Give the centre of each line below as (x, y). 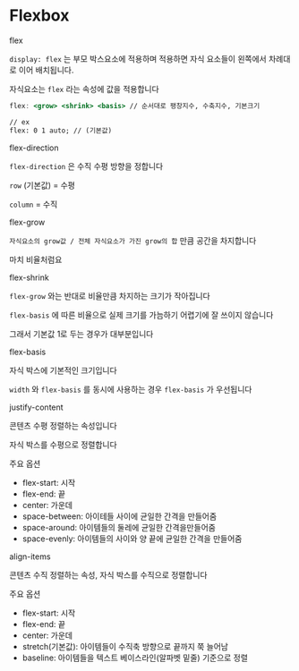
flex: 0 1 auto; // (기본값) (61, 131)
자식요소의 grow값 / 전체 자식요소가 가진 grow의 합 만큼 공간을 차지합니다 (133, 240)
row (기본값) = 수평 (43, 185)
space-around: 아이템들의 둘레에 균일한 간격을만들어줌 (119, 527)
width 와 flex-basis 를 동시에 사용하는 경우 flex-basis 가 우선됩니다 (131, 389)
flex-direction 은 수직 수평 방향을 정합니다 (86, 166)
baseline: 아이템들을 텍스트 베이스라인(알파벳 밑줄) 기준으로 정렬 (135, 658)
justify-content (37, 407)
